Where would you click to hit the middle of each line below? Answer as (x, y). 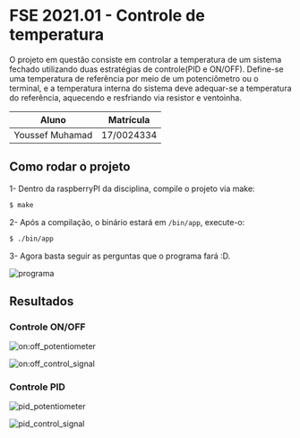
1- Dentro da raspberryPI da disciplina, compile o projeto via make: (132, 188)
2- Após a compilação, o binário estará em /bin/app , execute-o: (127, 222)
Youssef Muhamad (53, 135)
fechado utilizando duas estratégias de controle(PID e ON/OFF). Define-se (146, 69)
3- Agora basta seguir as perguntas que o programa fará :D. (120, 256)
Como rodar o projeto (70, 167)
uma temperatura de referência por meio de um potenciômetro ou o (134, 78)
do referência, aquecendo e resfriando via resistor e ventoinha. (125, 97)
